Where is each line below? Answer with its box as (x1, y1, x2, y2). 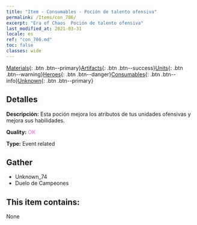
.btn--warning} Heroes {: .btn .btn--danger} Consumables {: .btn (6, 70, 160, 78)
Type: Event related (6, 140, 55, 147)
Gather (6, 157, 33, 167)
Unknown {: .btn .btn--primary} (17, 77, 94, 84)
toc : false (6, 43, 34, 49)
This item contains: (6, 197, 80, 207)
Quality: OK (6, 128, 36, 136)
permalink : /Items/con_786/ (6, 14, 77, 20)
